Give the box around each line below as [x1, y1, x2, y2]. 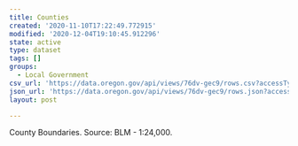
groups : [9, 63, 38, 72]
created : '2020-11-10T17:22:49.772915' [9, 21, 157, 30]
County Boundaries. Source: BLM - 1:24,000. [9, 127, 173, 138]
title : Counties [9, 12, 69, 22]
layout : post [9, 95, 58, 104]
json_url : [9, 87, 46, 96]
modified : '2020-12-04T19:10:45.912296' [9, 29, 161, 38]
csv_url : [9, 79, 42, 88]
